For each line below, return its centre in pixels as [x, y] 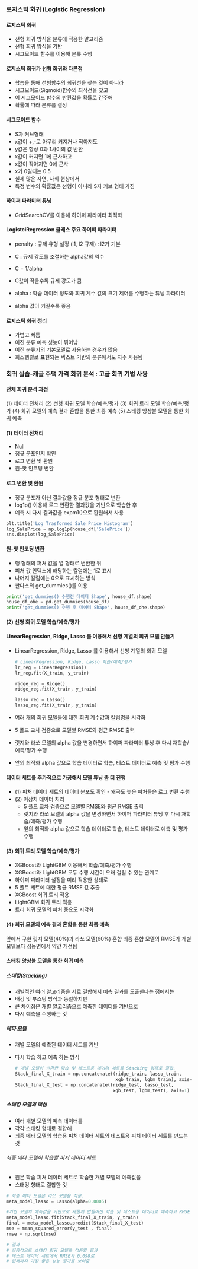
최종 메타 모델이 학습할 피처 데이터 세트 [51, 1157]
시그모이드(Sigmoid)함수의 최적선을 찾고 [61, 90]
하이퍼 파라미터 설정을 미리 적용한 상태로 [61, 880]
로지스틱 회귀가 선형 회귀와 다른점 [44, 68]
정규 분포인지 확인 [35, 454]
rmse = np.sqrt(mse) [32, 1234]
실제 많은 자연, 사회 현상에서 [47, 179]
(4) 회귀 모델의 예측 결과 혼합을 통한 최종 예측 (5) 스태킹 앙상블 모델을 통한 [98, 411]
